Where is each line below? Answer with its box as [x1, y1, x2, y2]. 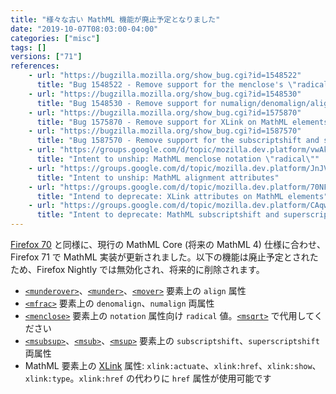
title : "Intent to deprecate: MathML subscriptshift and [36, 210, 280, 220]
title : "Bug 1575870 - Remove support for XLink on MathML [36, 117, 288, 127]
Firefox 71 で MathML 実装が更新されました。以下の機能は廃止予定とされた [10, 251, 319, 263]
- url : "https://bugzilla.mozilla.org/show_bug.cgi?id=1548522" [28, 71, 302, 81]
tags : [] [10, 42, 47, 53]
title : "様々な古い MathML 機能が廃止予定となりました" [10, 14, 221, 25]
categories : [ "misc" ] [10, 33, 101, 43]
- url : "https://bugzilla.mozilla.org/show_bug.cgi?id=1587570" [28, 126, 302, 136]
